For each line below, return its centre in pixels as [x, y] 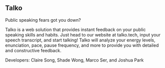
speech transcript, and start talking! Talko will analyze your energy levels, [80, 40]
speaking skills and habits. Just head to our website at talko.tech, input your [83, 34]
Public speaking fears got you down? [43, 20]
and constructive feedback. [33, 50]
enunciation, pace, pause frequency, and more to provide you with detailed [82, 45]
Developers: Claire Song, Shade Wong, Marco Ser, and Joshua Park [75, 60]
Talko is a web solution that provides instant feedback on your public [76, 30]
